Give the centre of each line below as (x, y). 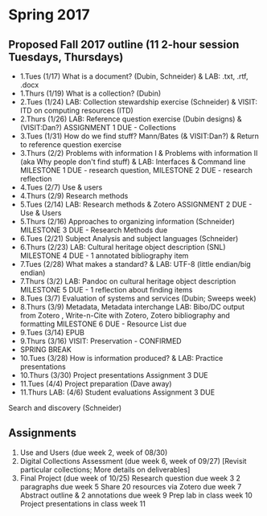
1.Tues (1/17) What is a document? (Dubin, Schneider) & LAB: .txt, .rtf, (134, 76)
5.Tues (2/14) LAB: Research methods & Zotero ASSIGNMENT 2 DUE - (136, 204)
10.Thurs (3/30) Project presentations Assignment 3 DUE (114, 375)
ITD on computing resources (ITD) (77, 111)
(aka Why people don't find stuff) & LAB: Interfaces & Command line (133, 162)
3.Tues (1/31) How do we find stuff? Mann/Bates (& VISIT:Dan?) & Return (140, 136)
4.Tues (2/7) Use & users (61, 187)
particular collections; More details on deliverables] (105, 469)
